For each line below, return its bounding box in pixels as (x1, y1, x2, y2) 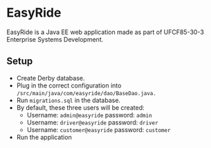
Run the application (16, 133, 72, 141)
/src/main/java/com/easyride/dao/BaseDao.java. (16, 90, 156, 97)
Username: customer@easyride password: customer (26, 125, 171, 133)
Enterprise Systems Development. (6, 35, 104, 43)
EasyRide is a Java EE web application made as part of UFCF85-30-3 (6, 28, 205, 36)
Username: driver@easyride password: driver (26, 118, 158, 126)
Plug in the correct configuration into (16, 81, 122, 90)
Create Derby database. (16, 74, 85, 82)
